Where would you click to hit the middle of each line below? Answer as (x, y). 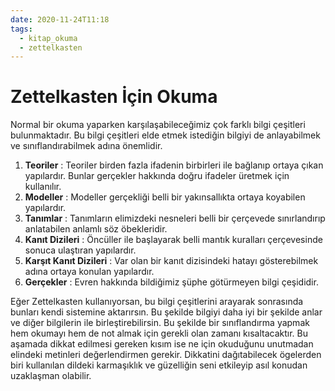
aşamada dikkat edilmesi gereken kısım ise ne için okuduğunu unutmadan (162, 344)
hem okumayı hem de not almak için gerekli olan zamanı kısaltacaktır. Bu (159, 333)
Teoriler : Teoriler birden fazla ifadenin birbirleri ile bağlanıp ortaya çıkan (174, 165)
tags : (21, 29)
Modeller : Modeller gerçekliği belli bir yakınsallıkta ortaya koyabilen (165, 197)
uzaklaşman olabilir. (51, 376)
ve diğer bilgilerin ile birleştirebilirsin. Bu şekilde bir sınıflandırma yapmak (160, 323)
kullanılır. (43, 187)
